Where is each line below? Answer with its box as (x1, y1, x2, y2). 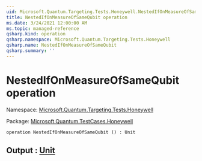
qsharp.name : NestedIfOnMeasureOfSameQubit (6, 42, 117, 48)
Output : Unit (6, 145, 55, 156)
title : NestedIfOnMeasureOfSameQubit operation (6, 14, 128, 20)
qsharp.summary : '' (6, 48, 55, 54)
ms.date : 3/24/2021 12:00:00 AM (6, 20, 87, 26)
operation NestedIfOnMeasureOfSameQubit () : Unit (6, 129, 136, 135)
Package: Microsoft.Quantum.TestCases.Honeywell (6, 117, 133, 124)
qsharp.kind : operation (6, 31, 66, 37)
